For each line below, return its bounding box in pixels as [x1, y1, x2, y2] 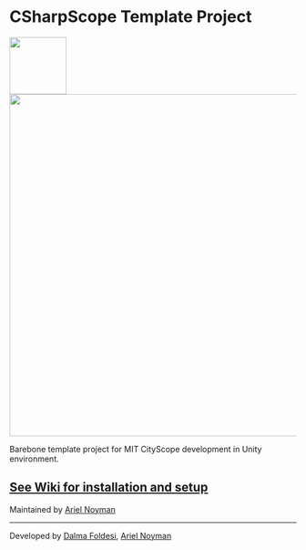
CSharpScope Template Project [9, 6, 252, 27]
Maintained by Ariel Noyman [9, 503, 117, 514]
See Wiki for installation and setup [9, 480, 209, 495]
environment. [9, 453, 59, 464]
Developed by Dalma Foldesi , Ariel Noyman [9, 530, 172, 541]
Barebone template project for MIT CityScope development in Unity [9, 443, 262, 454]
